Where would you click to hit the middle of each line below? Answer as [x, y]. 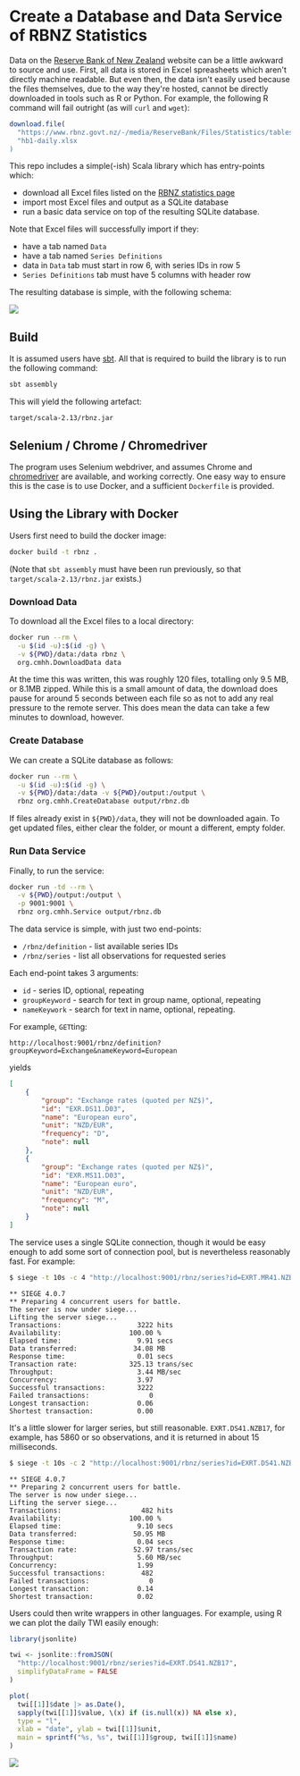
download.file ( [37, 124]
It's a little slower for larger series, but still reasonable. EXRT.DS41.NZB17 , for [147, 1427]
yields [20, 1068]
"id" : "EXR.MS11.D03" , [83, 1175]
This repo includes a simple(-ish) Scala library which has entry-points [137, 166]
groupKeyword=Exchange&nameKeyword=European [93, 1051]
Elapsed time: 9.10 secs [92, 1526]
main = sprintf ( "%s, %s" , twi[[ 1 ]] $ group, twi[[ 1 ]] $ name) [128, 1738]
